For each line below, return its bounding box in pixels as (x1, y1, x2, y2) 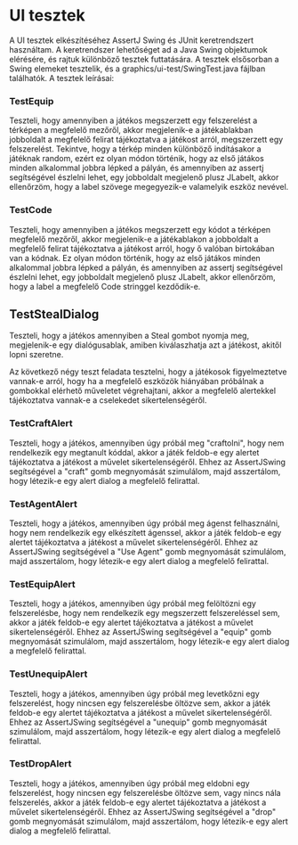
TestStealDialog (9, 307, 100, 322)
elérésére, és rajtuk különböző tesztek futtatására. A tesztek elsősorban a (9, 53, 279, 64)
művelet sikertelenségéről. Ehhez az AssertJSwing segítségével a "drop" (9, 806, 277, 816)
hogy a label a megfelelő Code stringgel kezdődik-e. (9, 281, 201, 291)
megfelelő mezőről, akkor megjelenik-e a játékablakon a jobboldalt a (9, 234, 259, 244)
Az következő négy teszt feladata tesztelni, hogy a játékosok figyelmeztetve (9, 366, 287, 377)
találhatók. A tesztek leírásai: (9, 72, 115, 83)
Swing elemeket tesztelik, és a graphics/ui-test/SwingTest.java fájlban (9, 63, 266, 74)
